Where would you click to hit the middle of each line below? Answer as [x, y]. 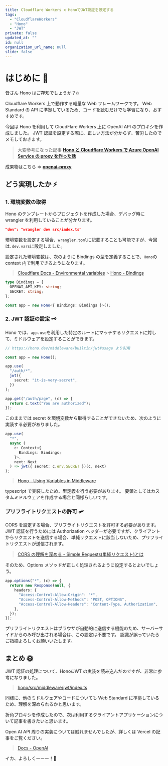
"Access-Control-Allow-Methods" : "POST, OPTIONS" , [72, 600]
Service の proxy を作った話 [47, 156]
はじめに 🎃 [27, 78]
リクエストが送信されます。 [38, 544]
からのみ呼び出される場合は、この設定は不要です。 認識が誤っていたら [87, 635]
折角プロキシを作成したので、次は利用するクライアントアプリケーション [80, 715]
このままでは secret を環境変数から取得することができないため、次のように [83, 418]
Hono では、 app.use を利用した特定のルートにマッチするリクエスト [74, 332]
